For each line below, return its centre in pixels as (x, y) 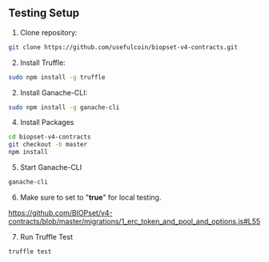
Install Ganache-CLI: (54, 92)
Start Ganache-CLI (51, 167)
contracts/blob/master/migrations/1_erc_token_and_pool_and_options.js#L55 (134, 221)
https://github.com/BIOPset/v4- (61, 212)
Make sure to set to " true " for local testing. (90, 197)
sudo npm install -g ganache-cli (64, 107)
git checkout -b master (48, 145)
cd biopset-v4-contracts (50, 137)
